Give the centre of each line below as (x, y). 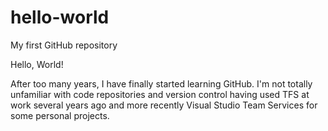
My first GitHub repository (64, 45)
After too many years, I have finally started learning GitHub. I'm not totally (161, 83)
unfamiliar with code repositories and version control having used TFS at (160, 94)
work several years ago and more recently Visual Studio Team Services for (164, 105)
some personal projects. (60, 115)
